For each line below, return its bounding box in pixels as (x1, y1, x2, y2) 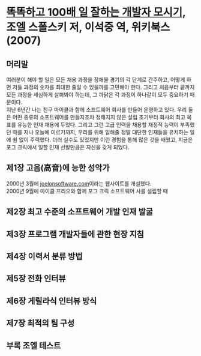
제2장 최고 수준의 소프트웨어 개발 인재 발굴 (6, 207, 153, 217)
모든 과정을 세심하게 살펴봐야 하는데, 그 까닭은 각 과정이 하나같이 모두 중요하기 (6, 91, 189, 98)
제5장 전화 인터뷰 (6, 274, 66, 284)
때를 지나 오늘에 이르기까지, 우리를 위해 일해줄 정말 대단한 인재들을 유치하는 (12, 128, 189, 136)
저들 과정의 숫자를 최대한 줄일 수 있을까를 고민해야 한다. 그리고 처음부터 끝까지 (12, 83, 195, 91)
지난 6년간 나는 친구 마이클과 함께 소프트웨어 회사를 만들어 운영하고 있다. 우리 (6, 106, 187, 113)
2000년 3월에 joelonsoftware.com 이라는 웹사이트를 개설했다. (6, 180, 152, 187)
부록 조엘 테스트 (6, 340, 61, 351)
